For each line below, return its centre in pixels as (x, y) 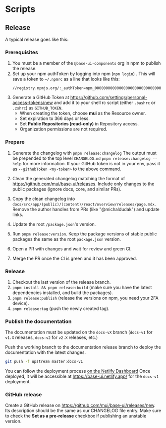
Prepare (15, 142)
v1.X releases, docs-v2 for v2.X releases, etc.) (52, 337)
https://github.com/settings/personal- (109, 98)
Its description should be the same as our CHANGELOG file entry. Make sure (83, 411)
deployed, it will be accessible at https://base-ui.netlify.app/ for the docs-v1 (82, 376)
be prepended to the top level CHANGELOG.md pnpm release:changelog (82, 158)
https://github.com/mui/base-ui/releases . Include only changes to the (83, 184)
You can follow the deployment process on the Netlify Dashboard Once (78, 371)
